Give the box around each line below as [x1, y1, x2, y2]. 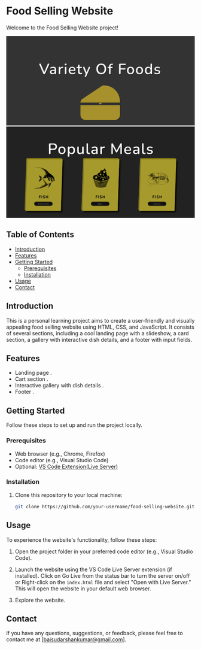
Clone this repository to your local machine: [14, 491, 123, 498]
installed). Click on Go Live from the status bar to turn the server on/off [14, 572, 190, 579]
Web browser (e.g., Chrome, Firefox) [14, 450, 106, 457]
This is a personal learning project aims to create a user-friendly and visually [6, 317, 195, 324]
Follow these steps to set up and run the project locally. [6, 421, 142, 429]
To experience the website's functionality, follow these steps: [6, 536, 157, 543]
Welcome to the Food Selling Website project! [6, 24, 118, 31]
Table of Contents [6, 229, 75, 240]
